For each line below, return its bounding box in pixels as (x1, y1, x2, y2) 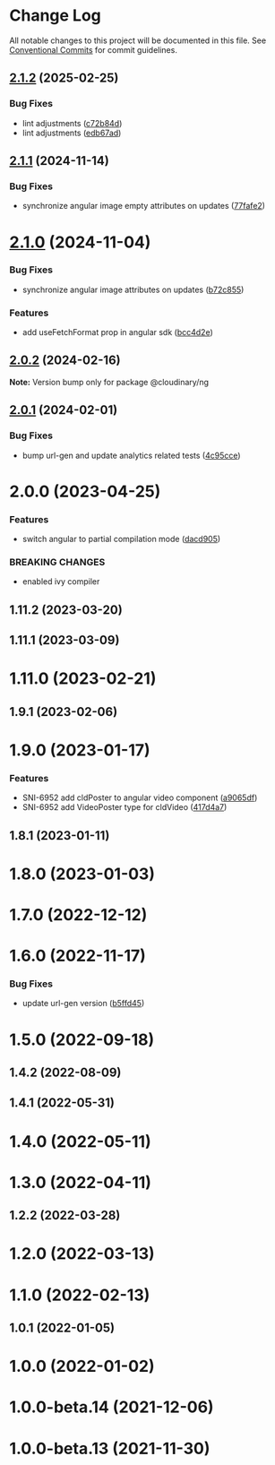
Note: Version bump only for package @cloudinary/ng (9, 376, 209, 387)
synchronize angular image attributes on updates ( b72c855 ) (21, 284, 245, 295)
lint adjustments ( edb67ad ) (21, 127, 122, 138)
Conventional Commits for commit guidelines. (9, 44, 177, 55)
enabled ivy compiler (21, 576, 100, 587)
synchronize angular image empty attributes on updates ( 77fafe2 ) (21, 201, 266, 211)
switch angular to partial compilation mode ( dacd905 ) (21, 534, 221, 545)
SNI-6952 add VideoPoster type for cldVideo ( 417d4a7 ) (21, 802, 228, 813)
